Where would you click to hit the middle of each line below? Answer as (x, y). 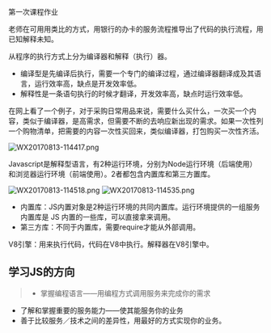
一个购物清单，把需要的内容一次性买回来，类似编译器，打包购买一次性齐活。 (136, 131)
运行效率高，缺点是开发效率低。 (88, 84)
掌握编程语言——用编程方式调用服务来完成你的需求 (125, 293)
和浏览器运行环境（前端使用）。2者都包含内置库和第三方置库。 (112, 174)
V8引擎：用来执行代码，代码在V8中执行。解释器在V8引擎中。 (111, 244)
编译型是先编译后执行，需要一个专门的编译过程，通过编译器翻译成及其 (137, 74)
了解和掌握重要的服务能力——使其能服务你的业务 (102, 310)
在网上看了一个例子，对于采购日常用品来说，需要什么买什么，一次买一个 (129, 111)
